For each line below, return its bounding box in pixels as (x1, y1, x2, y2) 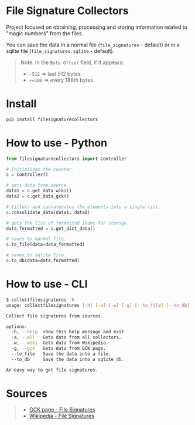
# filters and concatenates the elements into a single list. (6, 204, 161, 210)
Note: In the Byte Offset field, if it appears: (20, 59, 124, 66)
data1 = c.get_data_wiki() (6, 188, 72, 194)
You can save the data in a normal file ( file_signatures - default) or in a (6, 41, 180, 48)
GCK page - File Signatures (29, 406, 95, 413)
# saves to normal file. (6, 236, 67, 242)
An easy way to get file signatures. (6, 367, 98, 373)
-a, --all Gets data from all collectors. (11, 334, 122, 340)
